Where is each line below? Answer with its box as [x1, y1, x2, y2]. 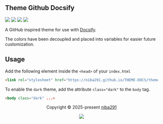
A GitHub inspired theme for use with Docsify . [5, 27, 97, 32]
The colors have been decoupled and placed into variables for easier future [5, 36, 156, 42]
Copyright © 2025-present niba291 [46, 104, 117, 110]
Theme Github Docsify [5, 4, 75, 12]
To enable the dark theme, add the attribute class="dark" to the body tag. [5, 86, 150, 92]
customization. [5, 41, 35, 47]
